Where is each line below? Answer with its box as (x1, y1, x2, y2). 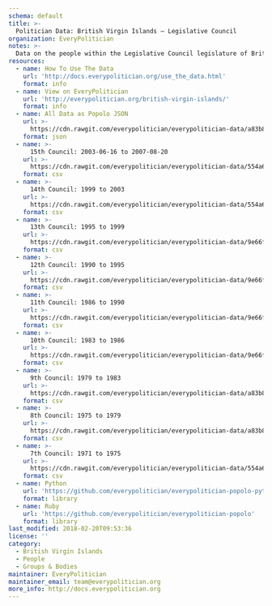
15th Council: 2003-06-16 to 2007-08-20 (29, 148, 168, 156)
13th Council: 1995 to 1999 (29, 223, 125, 231)
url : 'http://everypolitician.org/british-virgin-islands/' (23, 95, 230, 103)
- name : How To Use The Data (15, 65, 114, 73)
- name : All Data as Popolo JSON (15, 110, 129, 118)
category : (8, 540, 42, 548)
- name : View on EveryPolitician (15, 87, 129, 96)
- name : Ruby (15, 502, 60, 510)
